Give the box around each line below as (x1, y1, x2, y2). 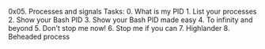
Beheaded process (8, 32, 70, 41)
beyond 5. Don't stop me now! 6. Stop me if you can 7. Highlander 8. (8, 24, 230, 32)
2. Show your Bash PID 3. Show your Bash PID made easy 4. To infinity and (8, 15, 253, 24)
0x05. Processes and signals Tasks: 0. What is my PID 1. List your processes (8, 7, 257, 16)
